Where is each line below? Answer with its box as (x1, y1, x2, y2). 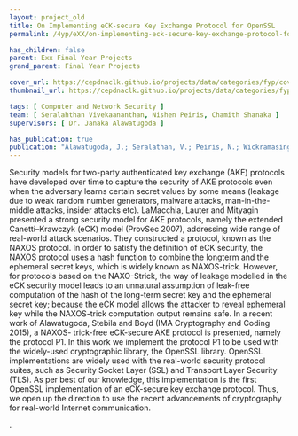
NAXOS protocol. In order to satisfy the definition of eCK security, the (9, 243, 263, 253)
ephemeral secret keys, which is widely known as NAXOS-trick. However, (9, 261, 278, 272)
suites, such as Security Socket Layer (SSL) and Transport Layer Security (9, 365, 278, 376)
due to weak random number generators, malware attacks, (9, 196, 223, 206)
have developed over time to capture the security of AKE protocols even (9, 176, 273, 187)
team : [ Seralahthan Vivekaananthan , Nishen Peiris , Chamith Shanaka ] (9, 110, 279, 120)
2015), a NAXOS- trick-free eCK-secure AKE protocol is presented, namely (9, 327, 281, 338)
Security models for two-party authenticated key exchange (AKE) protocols (9, 167, 286, 178)
